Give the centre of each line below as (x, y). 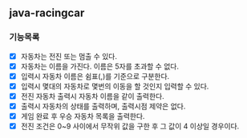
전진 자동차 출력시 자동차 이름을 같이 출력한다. (93, 96)
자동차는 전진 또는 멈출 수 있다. (69, 56)
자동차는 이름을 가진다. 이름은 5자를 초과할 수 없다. (100, 66)
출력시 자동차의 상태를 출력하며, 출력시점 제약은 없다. (103, 106)
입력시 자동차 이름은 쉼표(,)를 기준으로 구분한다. (95, 76)
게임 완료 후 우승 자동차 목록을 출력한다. (83, 116)
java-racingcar (47, 13)
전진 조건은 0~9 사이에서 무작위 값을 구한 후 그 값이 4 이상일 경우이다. (130, 126)
